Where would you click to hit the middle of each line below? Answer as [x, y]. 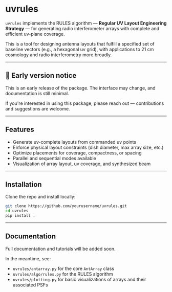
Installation [24, 184]
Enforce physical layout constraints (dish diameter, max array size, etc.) [88, 147]
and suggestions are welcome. [38, 108]
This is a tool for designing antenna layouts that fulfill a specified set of [80, 43]
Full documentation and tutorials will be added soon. [60, 249]
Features [20, 130]
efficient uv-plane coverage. [35, 34]
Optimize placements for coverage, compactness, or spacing [77, 153]
